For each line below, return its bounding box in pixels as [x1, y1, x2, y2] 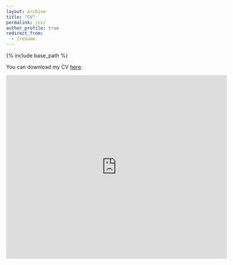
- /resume [11, 36, 35, 42]
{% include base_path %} [6, 52, 68, 59]
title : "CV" [6, 14, 35, 20]
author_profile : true [6, 25, 59, 31]
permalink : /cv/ [6, 19, 46, 25]
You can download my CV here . [6, 63, 83, 71]
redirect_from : [6, 31, 44, 36]
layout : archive [6, 8, 46, 15]
